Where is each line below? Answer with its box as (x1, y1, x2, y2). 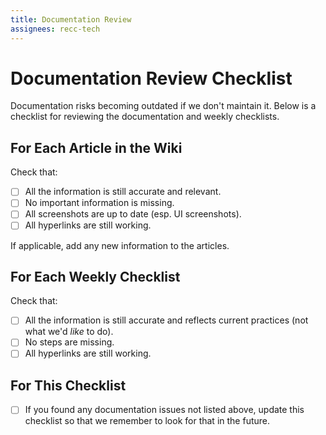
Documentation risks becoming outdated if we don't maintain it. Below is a (10, 100, 317, 112)
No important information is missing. (24, 197, 175, 209)
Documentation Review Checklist (10, 67, 293, 90)
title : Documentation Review (10, 14, 132, 25)
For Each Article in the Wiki (10, 139, 183, 156)
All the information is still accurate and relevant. (24, 186, 222, 198)
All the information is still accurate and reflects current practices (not (24, 314, 309, 326)
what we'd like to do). (24, 326, 114, 338)
